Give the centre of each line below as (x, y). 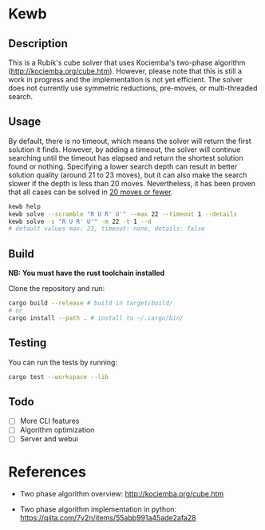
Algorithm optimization (57, 430)
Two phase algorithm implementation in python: (98, 509)
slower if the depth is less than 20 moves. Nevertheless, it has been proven (132, 183)
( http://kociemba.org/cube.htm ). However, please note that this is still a (125, 71)
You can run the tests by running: (63, 362)
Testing (28, 343)
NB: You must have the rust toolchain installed (87, 273)
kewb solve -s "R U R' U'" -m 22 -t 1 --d (80, 221)
